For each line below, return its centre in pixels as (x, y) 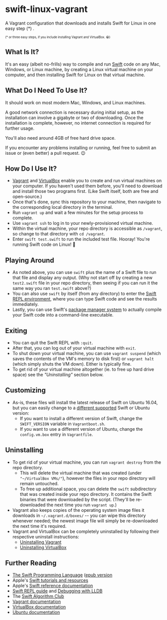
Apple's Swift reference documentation (53, 586)
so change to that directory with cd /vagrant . (59, 234)
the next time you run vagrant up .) (82, 505)
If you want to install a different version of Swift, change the (81, 418)
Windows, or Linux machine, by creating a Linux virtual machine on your (79, 69)
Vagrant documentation (37, 601)
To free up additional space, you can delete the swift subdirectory (88, 489)
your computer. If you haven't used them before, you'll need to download (87, 186)
